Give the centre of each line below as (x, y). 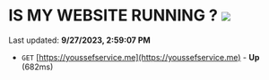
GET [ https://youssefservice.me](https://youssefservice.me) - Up (140, 57)
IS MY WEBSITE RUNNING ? (113, 16)
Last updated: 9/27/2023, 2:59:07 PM (80, 40)
